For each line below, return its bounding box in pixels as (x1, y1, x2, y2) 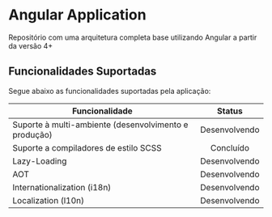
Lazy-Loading (12, 155, 67, 167)
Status (217, 105, 243, 117)
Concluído (210, 142, 249, 153)
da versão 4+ (8, 40, 53, 50)
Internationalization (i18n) (12, 181, 112, 193)
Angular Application (8, 6, 147, 24)
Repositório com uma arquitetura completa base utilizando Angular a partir (8, 32, 257, 42)
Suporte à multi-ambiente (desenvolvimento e (12, 119, 189, 130)
